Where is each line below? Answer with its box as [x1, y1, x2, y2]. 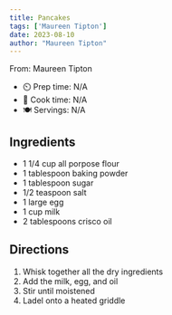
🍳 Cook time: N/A [22, 94, 88, 105]
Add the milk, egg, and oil [22, 275, 119, 286]
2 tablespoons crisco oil [22, 216, 112, 227]
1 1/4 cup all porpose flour [22, 158, 119, 169]
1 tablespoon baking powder [22, 168, 129, 179]
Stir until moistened [22, 285, 95, 296]
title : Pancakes [9, 13, 71, 23]
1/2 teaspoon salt [22, 187, 88, 198]
